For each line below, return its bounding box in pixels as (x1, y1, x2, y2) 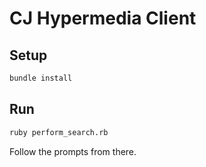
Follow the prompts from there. (9, 145, 137, 157)
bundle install (9, 73, 73, 83)
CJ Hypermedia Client (9, 7, 197, 30)
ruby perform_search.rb (9, 127, 109, 137)
